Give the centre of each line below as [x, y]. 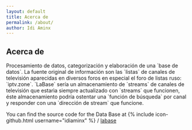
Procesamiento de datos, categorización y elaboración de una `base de [92, 66]
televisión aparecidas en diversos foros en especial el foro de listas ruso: [94, 78]
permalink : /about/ [30, 22]
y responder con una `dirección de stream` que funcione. [75, 103]
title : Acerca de [27, 17]
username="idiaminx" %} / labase [76, 121]
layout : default [26, 11]
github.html [20, 121]
